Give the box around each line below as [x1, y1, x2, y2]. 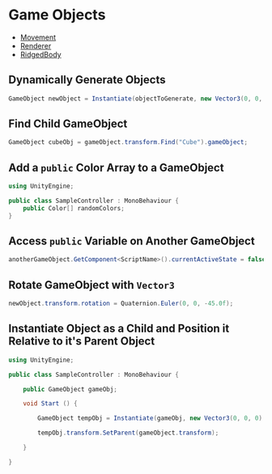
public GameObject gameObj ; [23, 385, 117, 393]
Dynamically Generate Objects [8, 73, 166, 87]
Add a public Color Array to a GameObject [8, 160, 224, 175]
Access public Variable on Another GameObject [8, 235, 255, 248]
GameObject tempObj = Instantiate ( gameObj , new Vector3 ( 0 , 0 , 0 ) [37, 414, 263, 422]
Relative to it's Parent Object [8, 334, 155, 349]
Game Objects [8, 6, 106, 24]
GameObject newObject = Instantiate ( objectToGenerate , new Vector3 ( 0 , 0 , [8, 95, 263, 103]
